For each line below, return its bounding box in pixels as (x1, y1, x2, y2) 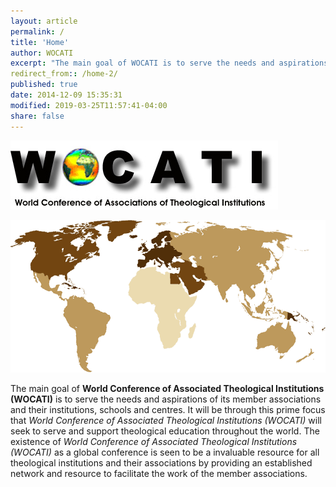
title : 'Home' (10, 37, 70, 47)
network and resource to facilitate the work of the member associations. (10, 468, 308, 480)
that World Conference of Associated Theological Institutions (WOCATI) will (10, 415, 322, 427)
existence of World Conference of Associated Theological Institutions (10, 436, 298, 448)
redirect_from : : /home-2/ (10, 69, 118, 79)
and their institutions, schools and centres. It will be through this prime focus (10, 404, 326, 416)
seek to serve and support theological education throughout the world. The (10, 425, 320, 437)
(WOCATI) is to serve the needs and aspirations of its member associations (10, 393, 322, 405)
